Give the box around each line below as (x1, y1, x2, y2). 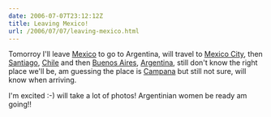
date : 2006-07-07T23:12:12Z (8, 11, 104, 20)
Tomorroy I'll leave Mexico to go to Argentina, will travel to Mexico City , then (8, 50, 264, 59)
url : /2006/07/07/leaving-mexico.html (8, 27, 140, 35)
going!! (8, 99, 32, 110)
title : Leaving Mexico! (8, 19, 89, 28)
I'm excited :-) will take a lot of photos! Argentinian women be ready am (8, 91, 247, 101)
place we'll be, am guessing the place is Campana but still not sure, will (8, 67, 247, 76)
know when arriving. (8, 75, 77, 85)
